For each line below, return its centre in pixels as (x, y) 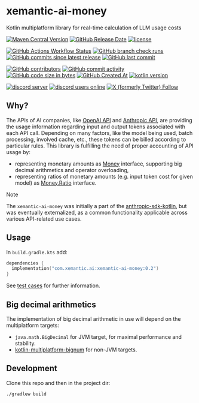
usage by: (19, 152)
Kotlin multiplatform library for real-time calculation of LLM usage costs (94, 28)
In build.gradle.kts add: (37, 252)
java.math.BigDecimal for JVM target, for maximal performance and (98, 337)
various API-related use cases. (44, 219)
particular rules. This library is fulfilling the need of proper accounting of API (100, 146)
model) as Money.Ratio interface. (56, 183)
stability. (25, 343)
